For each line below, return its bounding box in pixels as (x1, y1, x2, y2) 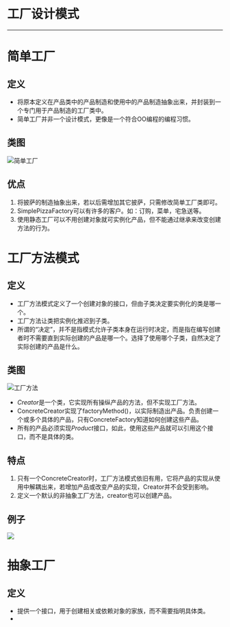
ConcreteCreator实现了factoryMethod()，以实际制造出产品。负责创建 (16, 407, 213, 415)
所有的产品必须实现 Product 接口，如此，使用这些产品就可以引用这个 (16, 424, 207, 433)
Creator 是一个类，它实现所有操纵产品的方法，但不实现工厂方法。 (16, 398, 201, 407)
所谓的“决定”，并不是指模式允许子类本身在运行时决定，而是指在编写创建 (16, 325, 221, 333)
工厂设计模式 (7, 6, 80, 22)
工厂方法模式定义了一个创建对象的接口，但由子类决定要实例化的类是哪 (16, 299, 216, 308)
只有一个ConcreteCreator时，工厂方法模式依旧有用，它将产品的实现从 (16, 475, 215, 483)
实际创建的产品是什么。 (16, 342, 84, 350)
